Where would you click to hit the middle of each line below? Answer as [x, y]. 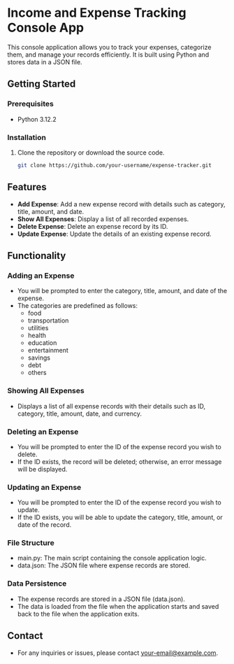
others [37, 373]
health [37, 335]
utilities [38, 328]
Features [27, 187]
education [42, 343]
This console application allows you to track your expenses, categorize [109, 47]
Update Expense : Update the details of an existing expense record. [114, 234]
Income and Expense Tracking [97, 13]
